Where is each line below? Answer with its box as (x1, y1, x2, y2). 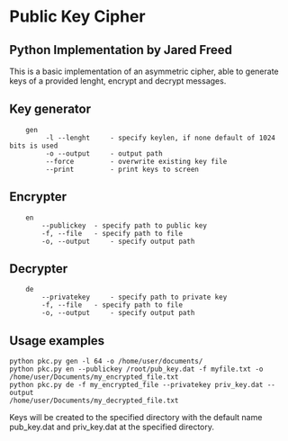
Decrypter (9, 261, 68, 276)
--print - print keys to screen (45, 165, 200, 174)
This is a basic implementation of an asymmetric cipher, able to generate (9, 66, 279, 76)
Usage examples (9, 333, 105, 348)
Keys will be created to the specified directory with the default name (9, 412, 263, 423)
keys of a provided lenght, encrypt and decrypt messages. (9, 76, 227, 86)
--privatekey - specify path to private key (41, 292, 228, 302)
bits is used (9, 141, 58, 150)
